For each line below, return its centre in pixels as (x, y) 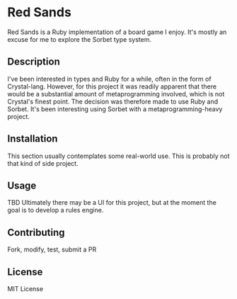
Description (34, 62)
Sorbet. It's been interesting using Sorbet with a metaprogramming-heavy (115, 109)
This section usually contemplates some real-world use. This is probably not (118, 156)
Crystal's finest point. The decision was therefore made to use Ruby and (113, 101)
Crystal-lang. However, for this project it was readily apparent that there (112, 86)
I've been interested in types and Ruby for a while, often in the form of (109, 79)
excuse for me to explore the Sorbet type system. (80, 39)
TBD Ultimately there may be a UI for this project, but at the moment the (112, 203)
